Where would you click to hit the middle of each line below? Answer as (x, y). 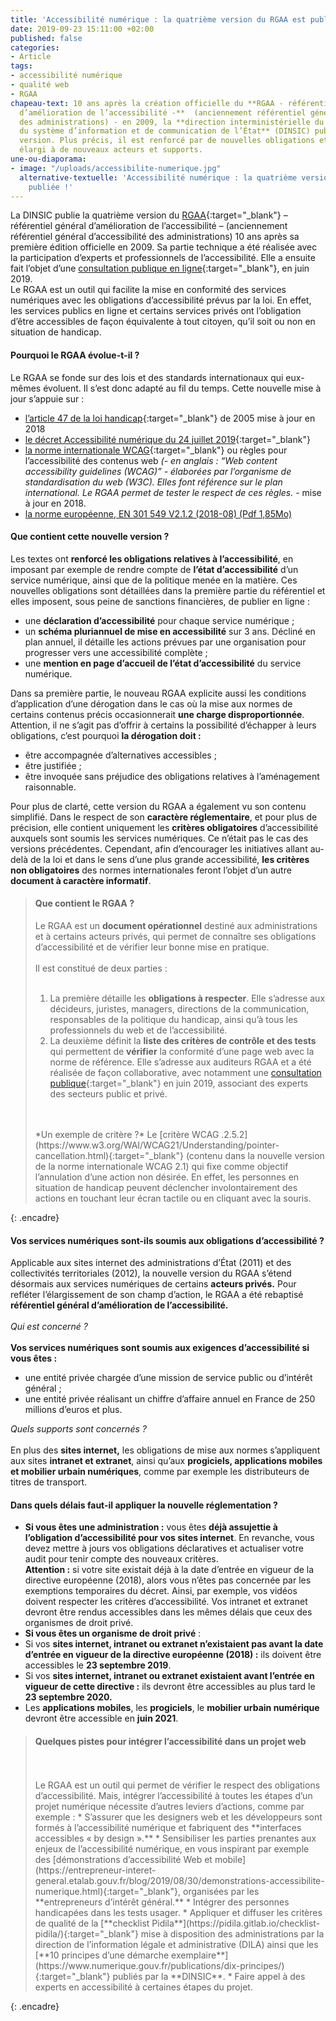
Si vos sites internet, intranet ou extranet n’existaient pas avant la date (174, 1644)
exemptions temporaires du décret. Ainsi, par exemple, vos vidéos (161, 1591)
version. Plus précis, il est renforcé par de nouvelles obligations (167, 141)
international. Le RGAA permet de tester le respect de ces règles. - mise (173, 492)
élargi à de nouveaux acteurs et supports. (111, 150)
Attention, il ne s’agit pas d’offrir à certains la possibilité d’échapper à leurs (163, 725)
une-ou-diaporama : (48, 159)
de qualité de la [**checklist (92, 1923)
